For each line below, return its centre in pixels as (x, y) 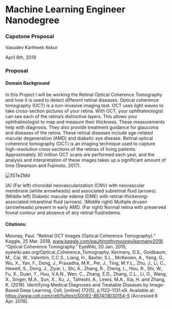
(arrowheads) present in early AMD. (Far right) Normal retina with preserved (86, 207)
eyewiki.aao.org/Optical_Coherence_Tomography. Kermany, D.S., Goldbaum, (86, 252)
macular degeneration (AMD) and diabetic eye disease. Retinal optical (79, 138)
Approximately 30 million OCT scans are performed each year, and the (80, 154)
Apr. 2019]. (17, 301)
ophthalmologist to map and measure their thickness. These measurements (85, 122)
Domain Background (27, 83)
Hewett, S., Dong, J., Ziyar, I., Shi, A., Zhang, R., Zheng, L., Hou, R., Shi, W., (84, 268)
